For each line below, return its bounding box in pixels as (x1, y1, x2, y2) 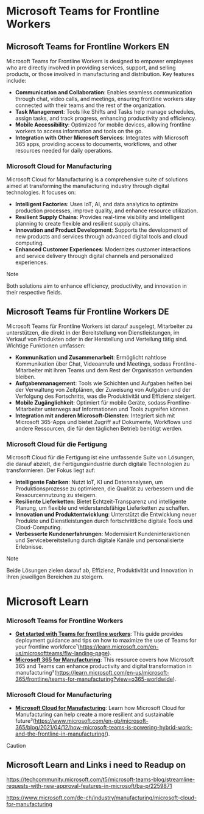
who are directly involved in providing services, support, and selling (6, 64, 176, 71)
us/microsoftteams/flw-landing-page (15, 649, 108, 656)
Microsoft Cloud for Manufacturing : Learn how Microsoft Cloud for (15, 704, 186, 712)
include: (6, 77, 27, 84)
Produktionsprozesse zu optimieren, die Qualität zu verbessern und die (15, 485, 194, 492)
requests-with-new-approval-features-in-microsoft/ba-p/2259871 (6, 782, 172, 789)
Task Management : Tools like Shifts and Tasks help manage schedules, (15, 108, 196, 115)
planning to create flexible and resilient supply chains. (15, 220, 151, 228)
